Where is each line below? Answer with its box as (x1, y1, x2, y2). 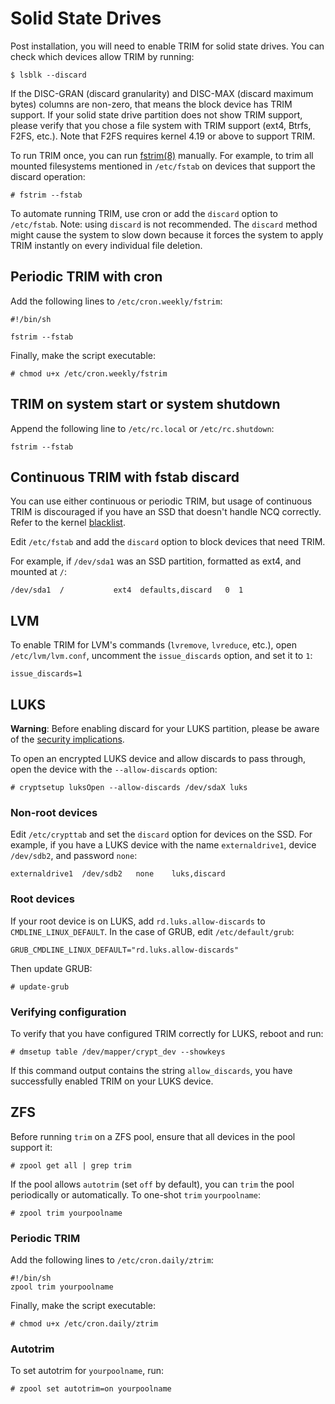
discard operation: (10, 170, 86, 182)
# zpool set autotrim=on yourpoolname (10, 1384, 172, 1394)
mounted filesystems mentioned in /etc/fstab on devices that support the (10, 160, 316, 172)
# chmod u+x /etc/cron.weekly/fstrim (10, 368, 168, 379)
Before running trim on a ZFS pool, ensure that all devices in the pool (10, 1130, 296, 1142)
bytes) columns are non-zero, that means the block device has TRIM (10, 98, 293, 110)
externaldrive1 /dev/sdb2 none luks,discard (10, 869, 226, 879)
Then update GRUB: (10, 962, 93, 974)
